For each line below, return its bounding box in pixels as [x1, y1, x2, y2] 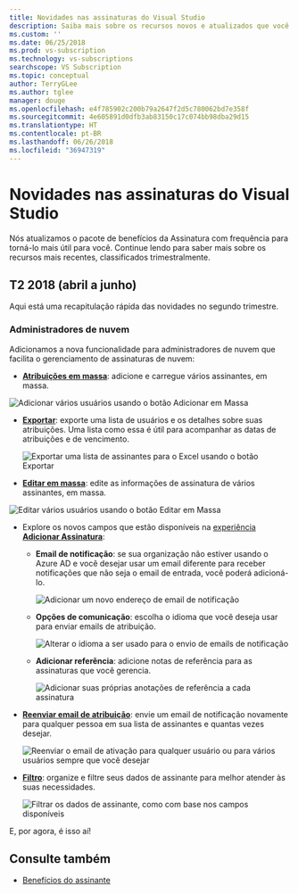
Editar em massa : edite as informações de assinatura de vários [21, 477, 256, 488]
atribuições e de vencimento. [21, 434, 129, 444]
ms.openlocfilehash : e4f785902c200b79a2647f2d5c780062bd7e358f [9, 104, 250, 113]
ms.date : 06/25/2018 [9, 37, 87, 47]
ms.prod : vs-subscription [9, 46, 105, 55]
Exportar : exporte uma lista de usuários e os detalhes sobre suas [21, 414, 263, 425]
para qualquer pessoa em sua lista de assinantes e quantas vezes [21, 718, 265, 729]
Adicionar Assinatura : [21, 531, 105, 542]
